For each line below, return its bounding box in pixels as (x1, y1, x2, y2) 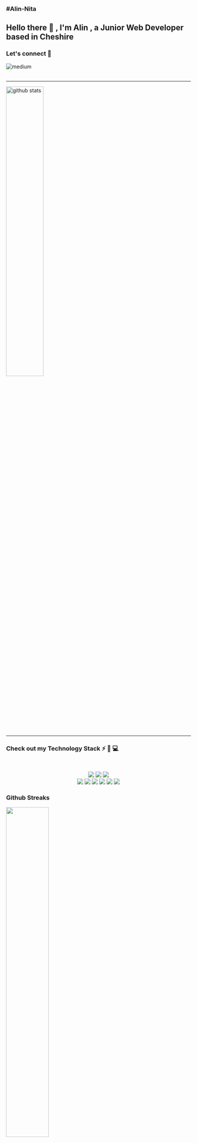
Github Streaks (6, 793, 50, 801)
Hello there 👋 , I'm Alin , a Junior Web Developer (6, 23, 184, 33)
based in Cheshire (6, 32, 74, 42)
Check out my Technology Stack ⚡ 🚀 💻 (6, 744, 119, 753)
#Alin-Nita (6, 5, 37, 13)
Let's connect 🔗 (6, 49, 52, 58)
